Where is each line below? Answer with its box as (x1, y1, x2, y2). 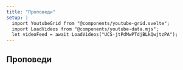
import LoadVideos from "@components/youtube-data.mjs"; (12, 26, 159, 32)
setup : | (6, 15, 29, 21)
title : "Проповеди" (6, 9, 56, 15)
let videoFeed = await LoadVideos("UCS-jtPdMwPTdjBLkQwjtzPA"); (12, 32, 178, 38)
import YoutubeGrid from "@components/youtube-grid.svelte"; (12, 20, 170, 26)
